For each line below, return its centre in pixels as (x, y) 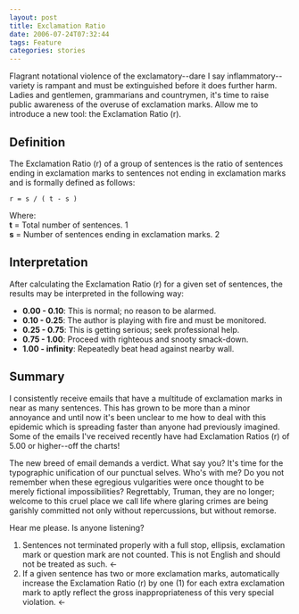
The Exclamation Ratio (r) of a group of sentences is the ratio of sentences (146, 163)
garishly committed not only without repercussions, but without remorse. (143, 510)
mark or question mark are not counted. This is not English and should (151, 554)
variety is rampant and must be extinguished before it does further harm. (143, 86)
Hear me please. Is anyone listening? (77, 527)
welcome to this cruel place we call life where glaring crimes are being (139, 501)
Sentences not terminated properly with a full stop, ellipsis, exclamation (154, 544)
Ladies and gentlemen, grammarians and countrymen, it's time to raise (139, 95)
